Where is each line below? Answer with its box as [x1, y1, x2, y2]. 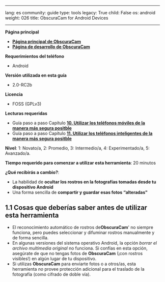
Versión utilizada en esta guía [5, 72, 67, 78]
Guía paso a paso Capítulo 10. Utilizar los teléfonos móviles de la [12, 120, 145, 126]
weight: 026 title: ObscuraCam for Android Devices [5, 15, 109, 21]
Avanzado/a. [5, 150, 31, 156]
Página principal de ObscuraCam [12, 39, 81, 44]
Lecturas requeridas [5, 111, 48, 116]
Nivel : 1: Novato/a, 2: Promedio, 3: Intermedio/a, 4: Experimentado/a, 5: [5, 145, 150, 151]
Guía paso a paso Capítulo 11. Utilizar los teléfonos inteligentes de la [12, 131, 153, 136]
